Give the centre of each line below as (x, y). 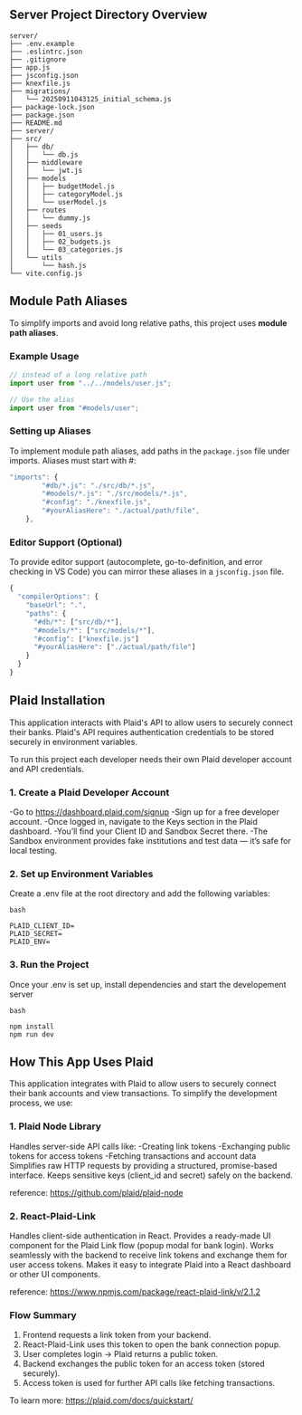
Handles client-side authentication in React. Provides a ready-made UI (140, 1236)
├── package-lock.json (52, 107)
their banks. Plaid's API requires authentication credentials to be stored (142, 731)
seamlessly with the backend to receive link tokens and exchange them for (148, 1255)
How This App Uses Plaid (81, 1061)
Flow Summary (43, 1315)
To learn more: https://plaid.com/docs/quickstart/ (101, 1401)
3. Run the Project (49, 965)
